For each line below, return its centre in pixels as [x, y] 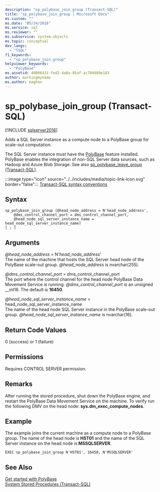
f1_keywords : [18, 55]
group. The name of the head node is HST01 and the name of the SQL [75, 438]
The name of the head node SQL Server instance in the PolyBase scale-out [80, 309]
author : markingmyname [28, 77]
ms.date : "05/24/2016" [28, 23]
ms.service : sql [21, 28]
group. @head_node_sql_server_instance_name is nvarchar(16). [69, 315]
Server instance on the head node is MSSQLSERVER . [58, 443]
